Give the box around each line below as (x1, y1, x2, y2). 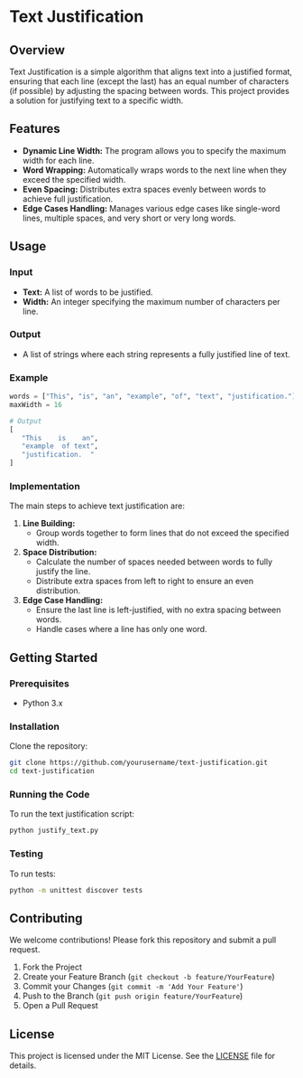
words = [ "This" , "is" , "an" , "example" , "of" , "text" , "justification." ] (9, 392, 297, 402)
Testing (9, 847, 43, 860)
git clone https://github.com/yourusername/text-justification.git (9, 758, 269, 768)
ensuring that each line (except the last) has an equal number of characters (9, 76, 289, 87)
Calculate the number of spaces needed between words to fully (35, 556, 273, 567)
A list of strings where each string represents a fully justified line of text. (22, 348, 290, 359)
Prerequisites (9, 676, 69, 689)
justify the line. (35, 566, 91, 577)
